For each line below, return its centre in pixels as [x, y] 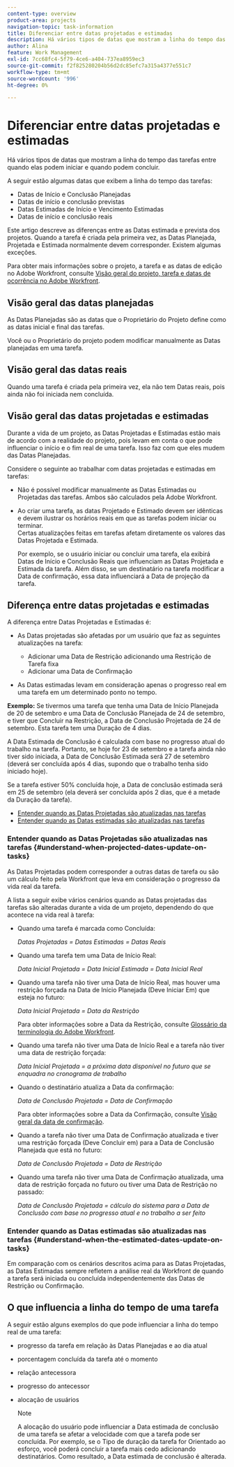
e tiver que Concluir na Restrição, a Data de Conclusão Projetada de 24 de [114, 721]
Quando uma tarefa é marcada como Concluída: [86, 928]
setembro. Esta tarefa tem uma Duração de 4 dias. [79, 728]
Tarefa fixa [43, 664]
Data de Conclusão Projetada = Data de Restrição [89, 1163]
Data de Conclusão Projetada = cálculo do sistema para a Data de [114, 1205]
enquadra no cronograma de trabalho [72, 1073]
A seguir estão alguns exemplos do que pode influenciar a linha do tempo [113, 1325]
